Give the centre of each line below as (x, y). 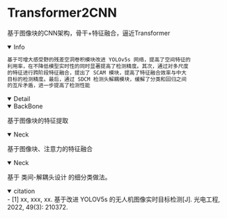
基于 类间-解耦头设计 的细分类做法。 (59, 177)
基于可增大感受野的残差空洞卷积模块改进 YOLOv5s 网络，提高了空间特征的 (99, 60)
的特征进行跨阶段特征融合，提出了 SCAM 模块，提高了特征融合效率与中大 (97, 72)
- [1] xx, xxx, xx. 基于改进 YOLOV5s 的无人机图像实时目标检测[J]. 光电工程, (114, 199)
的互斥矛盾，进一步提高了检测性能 (49, 86)
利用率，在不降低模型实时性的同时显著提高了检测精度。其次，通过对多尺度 (98, 66)
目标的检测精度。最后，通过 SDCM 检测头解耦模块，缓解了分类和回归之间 (97, 79)
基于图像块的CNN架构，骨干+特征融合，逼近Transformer (89, 33)
